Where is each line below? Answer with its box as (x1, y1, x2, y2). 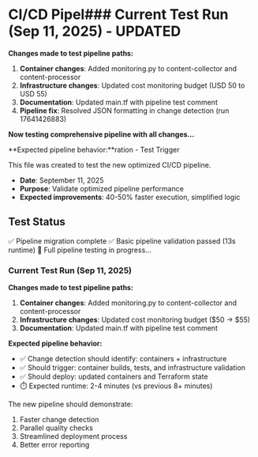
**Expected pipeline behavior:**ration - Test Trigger (8, 145, 180, 154)
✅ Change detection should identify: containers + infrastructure (19, 354, 227, 364)
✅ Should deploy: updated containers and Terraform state (19, 372, 208, 381)
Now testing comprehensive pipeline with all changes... (8, 129, 195, 139)
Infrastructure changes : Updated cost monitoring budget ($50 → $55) (19, 315, 251, 325)
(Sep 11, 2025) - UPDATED (8, 22, 181, 40)
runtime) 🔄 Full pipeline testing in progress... (8, 245, 151, 255)
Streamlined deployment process (19, 432, 128, 441)
